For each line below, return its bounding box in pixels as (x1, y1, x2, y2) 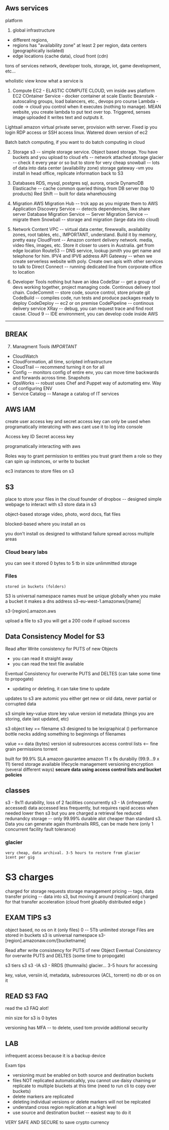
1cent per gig (5, 855, 35, 860)
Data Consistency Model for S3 (5, 632, 105, 641)
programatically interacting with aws (5, 443, 80, 449)
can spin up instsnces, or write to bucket (5, 458, 90, 464)
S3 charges (5, 871, 54, 882)
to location (12, 269, 35, 275)
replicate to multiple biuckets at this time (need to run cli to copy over (12, 1083, 156, 1089)
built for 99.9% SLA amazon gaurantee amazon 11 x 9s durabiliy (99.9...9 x (5, 756, 159, 762)
